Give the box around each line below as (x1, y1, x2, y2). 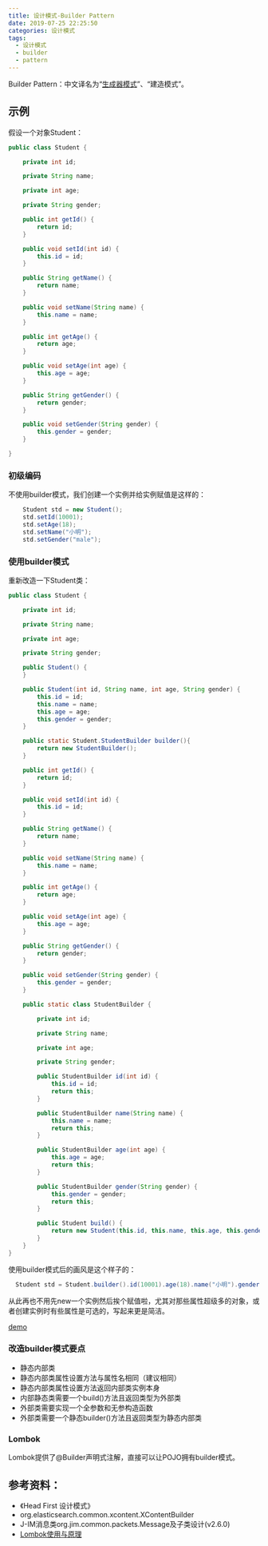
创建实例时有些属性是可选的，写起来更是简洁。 (14, 1306, 169, 1315)
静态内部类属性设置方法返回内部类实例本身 (19, 1383, 160, 1393)
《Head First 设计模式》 (19, 1500, 95, 1510)
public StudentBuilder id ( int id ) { (37, 1072, 159, 1081)
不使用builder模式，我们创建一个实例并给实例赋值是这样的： (8, 490, 206, 499)
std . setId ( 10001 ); (22, 513, 84, 522)
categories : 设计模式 (8, 26, 76, 34)
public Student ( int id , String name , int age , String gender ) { (22, 686, 241, 694)
